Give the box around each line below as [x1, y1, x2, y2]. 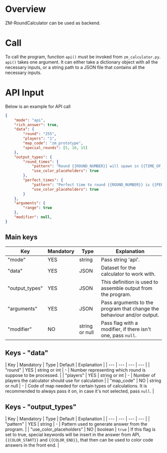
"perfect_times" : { [23, 178, 64, 183]
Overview [5, 3, 46, 15]
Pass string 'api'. [101, 256, 140, 263]
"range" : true [23, 205, 52, 211]
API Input [5, 87, 44, 98]
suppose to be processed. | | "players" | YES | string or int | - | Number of [5, 373, 156, 378]
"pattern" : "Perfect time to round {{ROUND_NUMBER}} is [31, 182, 150, 187]
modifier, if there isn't [101, 325, 151, 332]
